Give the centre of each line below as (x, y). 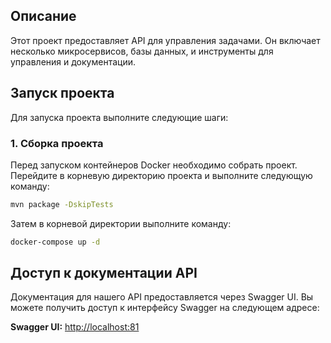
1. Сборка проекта (57, 143)
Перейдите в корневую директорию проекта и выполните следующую (161, 175)
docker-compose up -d (55, 242)
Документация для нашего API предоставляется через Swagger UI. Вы (162, 297)
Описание (43, 16)
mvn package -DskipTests (62, 204)
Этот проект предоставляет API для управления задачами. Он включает (165, 40)
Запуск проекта (62, 93)
